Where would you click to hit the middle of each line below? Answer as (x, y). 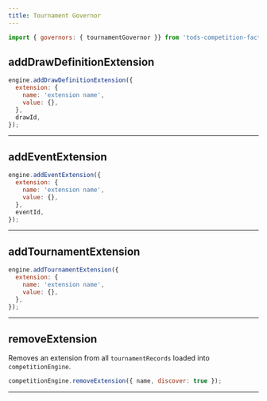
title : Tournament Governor (55, 15)
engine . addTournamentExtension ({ (64, 270)
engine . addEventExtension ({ (55, 175)
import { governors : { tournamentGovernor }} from (94, 37)
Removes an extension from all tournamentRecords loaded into (109, 358)
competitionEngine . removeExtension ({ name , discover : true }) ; (115, 381)
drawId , (28, 117)
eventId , (30, 212)
